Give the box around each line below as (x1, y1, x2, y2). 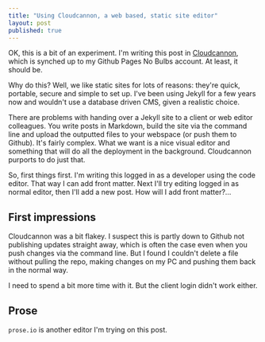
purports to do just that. (8, 155, 86, 165)
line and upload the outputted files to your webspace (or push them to (8, 130, 237, 139)
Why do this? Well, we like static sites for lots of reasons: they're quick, (8, 80, 240, 90)
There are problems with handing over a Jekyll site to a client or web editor (8, 113, 253, 122)
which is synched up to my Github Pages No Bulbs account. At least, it (8, 56, 238, 66)
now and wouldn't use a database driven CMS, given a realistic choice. (8, 97, 240, 107)
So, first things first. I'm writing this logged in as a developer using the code (8, 170, 256, 180)
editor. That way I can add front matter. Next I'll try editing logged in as (8, 179, 240, 188)
